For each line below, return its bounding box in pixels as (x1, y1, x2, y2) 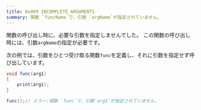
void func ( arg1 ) (6, 71, 47, 77)
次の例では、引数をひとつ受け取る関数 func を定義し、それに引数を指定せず (6, 51, 190, 58)
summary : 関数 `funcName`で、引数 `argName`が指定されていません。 (6, 14, 162, 20)
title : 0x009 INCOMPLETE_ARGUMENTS (6, 8, 95, 15)
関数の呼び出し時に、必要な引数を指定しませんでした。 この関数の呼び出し (6, 31, 191, 39)
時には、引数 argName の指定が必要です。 (6, 39, 103, 46)
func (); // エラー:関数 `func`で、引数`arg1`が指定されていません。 (6, 98, 160, 104)
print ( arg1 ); (17, 81, 50, 88)
